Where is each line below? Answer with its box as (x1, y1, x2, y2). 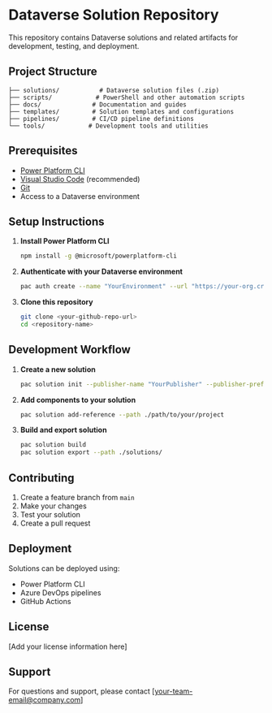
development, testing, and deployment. (8, 41, 140, 50)
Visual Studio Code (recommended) (19, 174, 140, 184)
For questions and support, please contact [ (8, 686, 155, 696)
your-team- (153, 686, 193, 696)
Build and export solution (19, 425, 107, 435)
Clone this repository (19, 297, 93, 307)
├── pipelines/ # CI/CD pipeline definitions (8, 115, 195, 123)
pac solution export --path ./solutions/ (19, 448, 163, 456)
